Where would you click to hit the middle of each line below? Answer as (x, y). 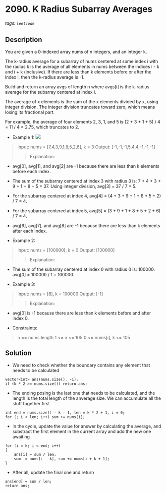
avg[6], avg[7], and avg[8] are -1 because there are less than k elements (86, 225)
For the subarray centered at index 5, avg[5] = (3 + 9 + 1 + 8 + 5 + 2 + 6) (86, 211)
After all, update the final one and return (53, 472)
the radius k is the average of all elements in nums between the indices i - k (82, 66)
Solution (18, 353)
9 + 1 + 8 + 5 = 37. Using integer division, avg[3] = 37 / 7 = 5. (74, 186)
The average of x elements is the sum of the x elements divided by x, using (82, 101)
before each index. (31, 171)
